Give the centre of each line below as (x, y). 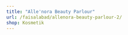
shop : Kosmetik (25, 23)
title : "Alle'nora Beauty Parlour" (51, 12)
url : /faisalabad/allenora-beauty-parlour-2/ (64, 17)
